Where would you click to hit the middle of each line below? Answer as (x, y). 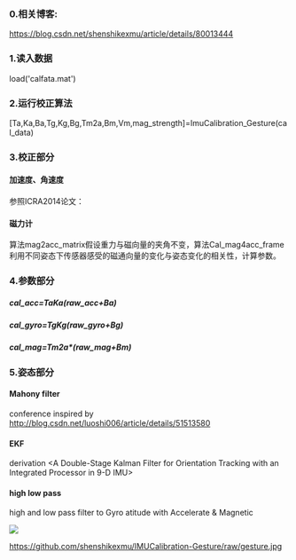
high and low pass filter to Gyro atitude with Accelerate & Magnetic (132, 513)
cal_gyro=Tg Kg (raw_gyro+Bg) (66, 325)
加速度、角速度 (36, 180)
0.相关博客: (33, 13)
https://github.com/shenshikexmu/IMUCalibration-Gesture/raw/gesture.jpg (146, 547)
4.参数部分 (32, 281)
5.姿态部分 (32, 372)
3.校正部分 (32, 157)
